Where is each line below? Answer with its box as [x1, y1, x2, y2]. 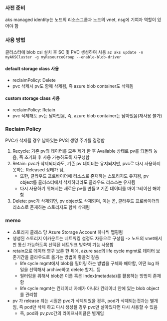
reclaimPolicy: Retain [12, 107, 56, 113]
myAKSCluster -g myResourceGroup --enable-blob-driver [5, 54, 122, 59]
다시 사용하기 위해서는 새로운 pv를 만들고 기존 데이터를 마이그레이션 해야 [19, 186, 161, 192]
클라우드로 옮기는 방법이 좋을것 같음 [29, 254, 100, 260]
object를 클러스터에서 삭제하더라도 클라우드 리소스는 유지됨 [19, 179, 136, 185]
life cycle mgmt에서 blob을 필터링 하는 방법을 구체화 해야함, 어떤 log [19, 260, 155, 266]
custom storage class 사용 [5, 95, 60, 101]
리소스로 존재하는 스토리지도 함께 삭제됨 [12, 204, 90, 210]
